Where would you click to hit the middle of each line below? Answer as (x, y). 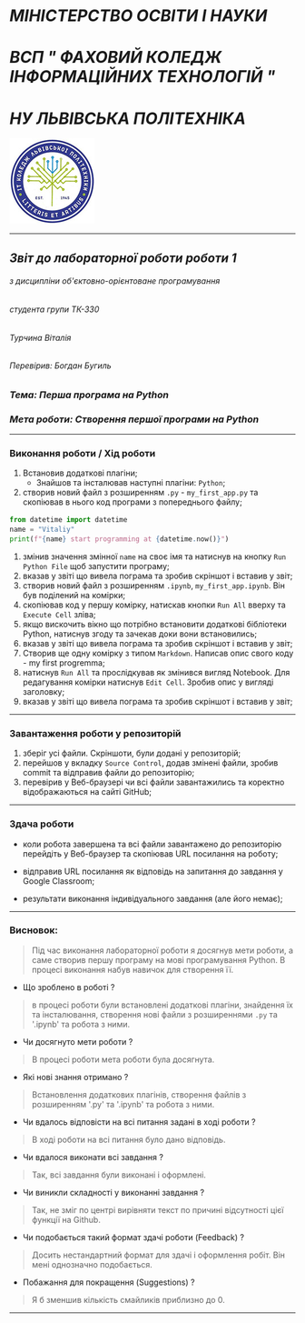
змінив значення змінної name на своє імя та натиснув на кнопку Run (154, 556)
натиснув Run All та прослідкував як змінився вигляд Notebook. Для (156, 672)
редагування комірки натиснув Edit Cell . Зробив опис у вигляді (148, 682)
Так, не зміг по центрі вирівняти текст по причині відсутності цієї (157, 1209)
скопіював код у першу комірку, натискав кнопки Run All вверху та (154, 605)
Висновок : (34, 930)
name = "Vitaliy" (42, 530)
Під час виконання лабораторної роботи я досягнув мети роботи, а (162, 950)
